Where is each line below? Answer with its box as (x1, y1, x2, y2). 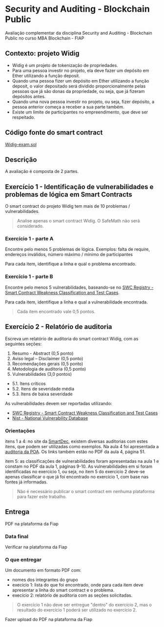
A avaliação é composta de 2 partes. (5, 169, 79, 174)
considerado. (17, 223, 44, 229)
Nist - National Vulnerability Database (12, 415, 88, 421)
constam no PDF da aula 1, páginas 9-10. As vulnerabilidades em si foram (5, 463, 153, 469)
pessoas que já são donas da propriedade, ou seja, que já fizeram (12, 88, 145, 94)
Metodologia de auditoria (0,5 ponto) (12, 366, 86, 372)
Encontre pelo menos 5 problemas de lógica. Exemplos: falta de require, (5, 246, 150, 252)
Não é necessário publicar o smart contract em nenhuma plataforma (17, 488, 155, 494)
